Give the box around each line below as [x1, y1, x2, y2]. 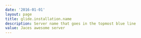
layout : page [5, 12, 32, 17]
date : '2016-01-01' [5, 7, 46, 12]
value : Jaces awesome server [5, 26, 65, 31]
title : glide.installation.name [5, 16, 72, 21]
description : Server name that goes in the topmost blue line [5, 21, 136, 26]
